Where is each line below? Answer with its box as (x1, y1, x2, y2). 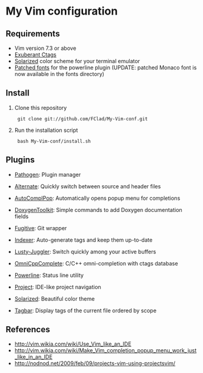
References (5, 324, 50, 335)
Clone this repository (14, 104, 67, 111)
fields (14, 213, 28, 220)
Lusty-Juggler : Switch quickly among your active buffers (14, 248, 156, 255)
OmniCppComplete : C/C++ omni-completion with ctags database (14, 259, 178, 267)
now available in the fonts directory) (14, 70, 104, 77)
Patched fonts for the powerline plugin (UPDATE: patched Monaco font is (14, 64, 197, 71)
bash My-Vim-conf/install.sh (17, 138, 92, 144)
